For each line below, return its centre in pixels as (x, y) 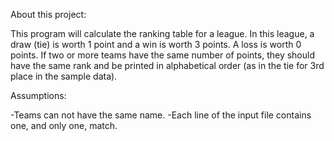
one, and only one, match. (64, 125)
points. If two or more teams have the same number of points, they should (162, 55)
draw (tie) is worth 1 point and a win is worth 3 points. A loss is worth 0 (156, 44)
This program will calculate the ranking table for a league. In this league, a (162, 33)
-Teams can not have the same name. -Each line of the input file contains (161, 115)
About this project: (48, 14)
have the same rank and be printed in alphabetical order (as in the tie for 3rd (167, 65)
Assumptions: (38, 95)
